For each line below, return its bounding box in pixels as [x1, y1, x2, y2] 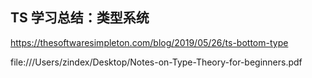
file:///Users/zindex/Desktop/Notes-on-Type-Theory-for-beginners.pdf [10, 56, 303, 68]
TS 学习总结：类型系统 [10, 9, 150, 27]
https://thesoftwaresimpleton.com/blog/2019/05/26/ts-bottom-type [10, 36, 289, 48]
